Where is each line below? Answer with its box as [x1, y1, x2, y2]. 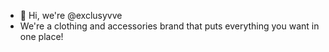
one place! [19, 31, 64, 42]
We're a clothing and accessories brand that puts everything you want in [19, 20, 320, 32]
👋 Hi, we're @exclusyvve [19, 10, 123, 21]
